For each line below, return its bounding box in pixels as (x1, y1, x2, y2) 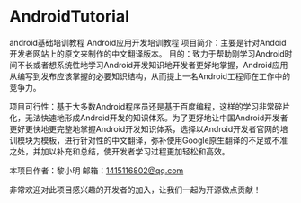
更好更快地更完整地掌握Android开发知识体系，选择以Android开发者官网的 (9, 123, 280, 134)
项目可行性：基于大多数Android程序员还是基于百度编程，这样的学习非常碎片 (9, 101, 290, 111)
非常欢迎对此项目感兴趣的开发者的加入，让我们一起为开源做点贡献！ (9, 184, 261, 195)
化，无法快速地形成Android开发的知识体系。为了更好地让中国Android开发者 (9, 112, 288, 123)
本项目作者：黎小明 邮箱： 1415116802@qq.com (9, 164, 184, 176)
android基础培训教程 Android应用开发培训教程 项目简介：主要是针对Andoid (9, 37, 287, 48)
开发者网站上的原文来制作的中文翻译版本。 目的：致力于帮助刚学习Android (9, 48, 285, 59)
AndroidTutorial (9, 6, 130, 27)
